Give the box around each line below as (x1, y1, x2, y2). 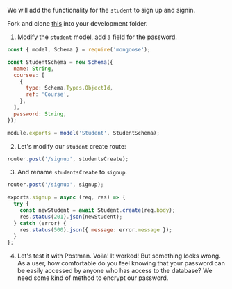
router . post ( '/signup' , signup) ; (7, 181, 104, 188)
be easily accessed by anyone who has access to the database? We (17, 267, 213, 275)
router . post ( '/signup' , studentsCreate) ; (7, 156, 129, 163)
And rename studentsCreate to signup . (17, 168, 127, 176)
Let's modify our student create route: (17, 142, 126, 150)
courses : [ (13, 72, 45, 79)
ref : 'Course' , (25, 91, 70, 98)
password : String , (13, 110, 67, 117)
